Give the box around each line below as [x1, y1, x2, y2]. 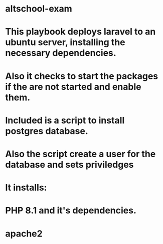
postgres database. [5, 125, 89, 137]
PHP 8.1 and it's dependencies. [5, 205, 137, 216]
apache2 [5, 228, 43, 239]
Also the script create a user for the [5, 148, 156, 160]
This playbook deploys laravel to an [5, 26, 156, 38]
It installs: [5, 182, 47, 193]
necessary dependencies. [5, 47, 116, 59]
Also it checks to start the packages [5, 70, 158, 82]
